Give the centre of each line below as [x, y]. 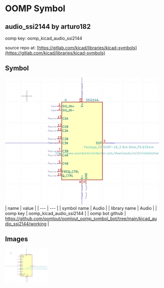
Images [17, 239]
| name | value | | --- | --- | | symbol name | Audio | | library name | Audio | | [81, 208]
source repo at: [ [22, 48]
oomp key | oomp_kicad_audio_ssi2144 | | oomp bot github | [65, 213]
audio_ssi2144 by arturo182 [48, 27]
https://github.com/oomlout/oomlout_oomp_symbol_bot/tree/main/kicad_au [81, 219]
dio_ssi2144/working [26, 223]
